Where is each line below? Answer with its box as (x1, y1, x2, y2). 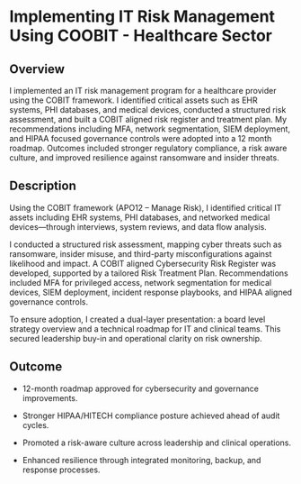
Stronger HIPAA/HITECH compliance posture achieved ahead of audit (22, 410, 280, 421)
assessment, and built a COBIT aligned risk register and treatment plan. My (9, 114, 288, 124)
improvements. (22, 392, 78, 403)
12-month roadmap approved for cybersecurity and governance (22, 383, 259, 394)
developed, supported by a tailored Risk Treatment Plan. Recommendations (9, 268, 289, 279)
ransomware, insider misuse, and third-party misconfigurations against (9, 248, 272, 259)
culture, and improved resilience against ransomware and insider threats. (9, 152, 280, 163)
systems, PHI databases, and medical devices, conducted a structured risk (9, 105, 287, 114)
